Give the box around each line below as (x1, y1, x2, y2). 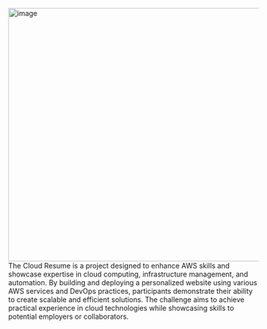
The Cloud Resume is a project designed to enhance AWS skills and (8, 261, 230, 270)
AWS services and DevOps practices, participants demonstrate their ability (8, 287, 253, 296)
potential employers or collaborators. (8, 311, 130, 321)
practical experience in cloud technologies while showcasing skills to (8, 304, 234, 312)
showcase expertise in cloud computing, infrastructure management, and (8, 269, 249, 279)
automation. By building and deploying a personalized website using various (8, 278, 257, 287)
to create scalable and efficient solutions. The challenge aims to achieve (8, 295, 245, 304)
